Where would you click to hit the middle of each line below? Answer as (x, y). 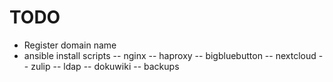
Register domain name (70, 45)
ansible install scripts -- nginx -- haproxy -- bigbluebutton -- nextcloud (170, 55)
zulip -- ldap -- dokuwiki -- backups (105, 66)
